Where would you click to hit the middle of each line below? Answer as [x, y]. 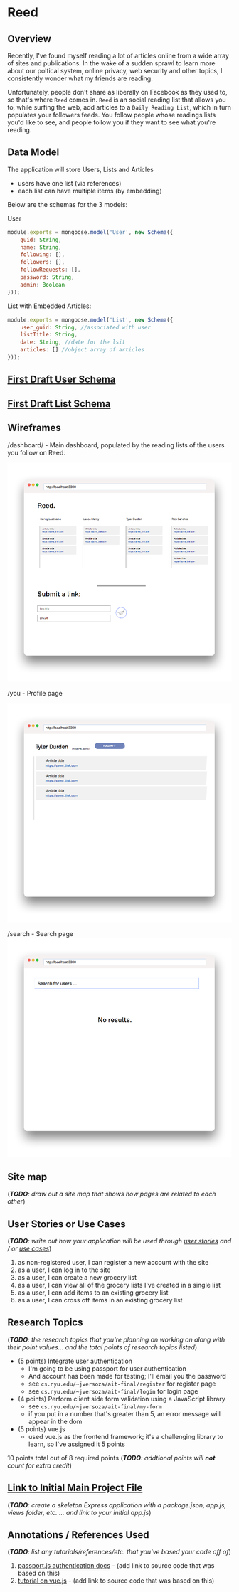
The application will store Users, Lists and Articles [81, 169]
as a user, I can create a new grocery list [77, 1277]
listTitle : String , [49, 335]
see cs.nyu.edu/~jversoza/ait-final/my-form [95, 1406]
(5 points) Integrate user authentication [75, 1361]
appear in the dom [55, 1421]
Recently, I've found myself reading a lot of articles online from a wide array [118, 55]
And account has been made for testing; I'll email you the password [127, 1376]
